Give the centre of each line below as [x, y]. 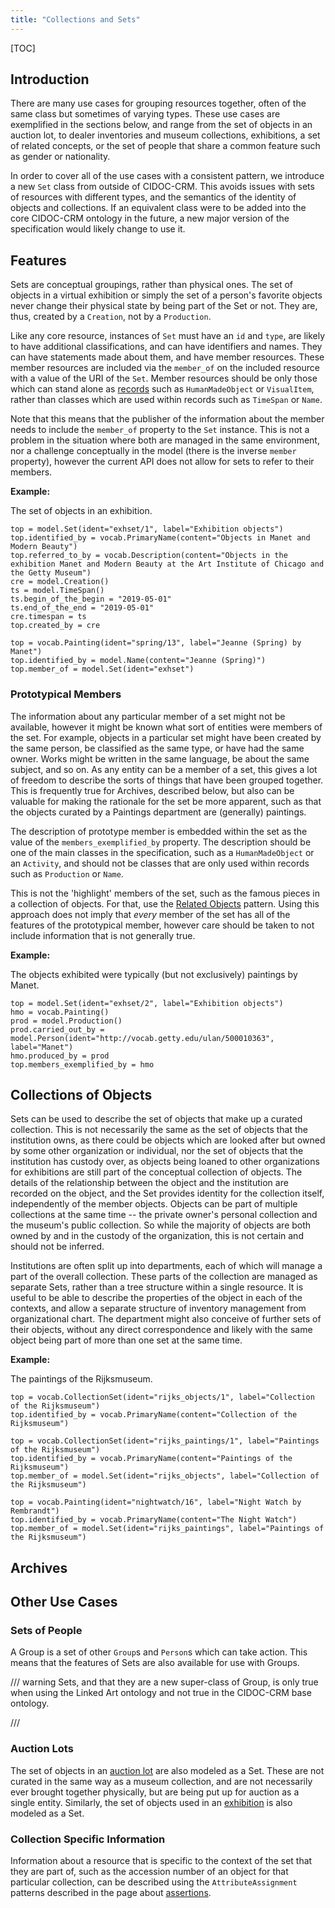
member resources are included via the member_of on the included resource [165, 368]
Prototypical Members [66, 694]
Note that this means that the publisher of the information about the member [167, 419]
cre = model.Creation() [60, 582]
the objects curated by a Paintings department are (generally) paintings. [158, 812]
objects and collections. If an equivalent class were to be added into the [158, 208]
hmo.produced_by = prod [60, 1056]
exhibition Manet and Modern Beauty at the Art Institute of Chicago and [167, 564]
